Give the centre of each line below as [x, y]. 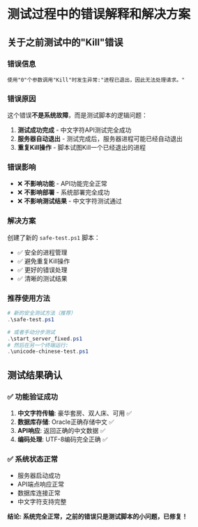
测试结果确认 [35, 375]
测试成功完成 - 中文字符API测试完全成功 [74, 130]
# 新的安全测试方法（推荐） [42, 313]
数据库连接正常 [39, 493]
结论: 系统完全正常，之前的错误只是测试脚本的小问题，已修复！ [98, 517]
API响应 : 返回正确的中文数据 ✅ [61, 430]
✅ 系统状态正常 [32, 459]
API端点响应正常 [41, 484]
